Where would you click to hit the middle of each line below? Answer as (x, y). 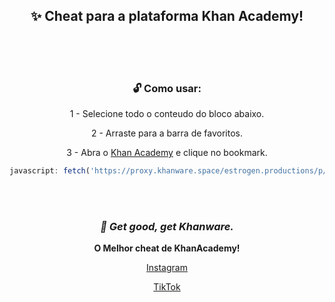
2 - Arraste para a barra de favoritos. (167, 133)
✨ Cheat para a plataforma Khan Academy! (167, 16)
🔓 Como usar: (167, 88)
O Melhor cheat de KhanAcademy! (167, 248)
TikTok (167, 287)
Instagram (167, 268)
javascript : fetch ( (50, 171)
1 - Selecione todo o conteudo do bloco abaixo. (167, 114)
